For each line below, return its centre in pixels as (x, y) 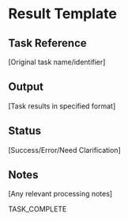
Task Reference (47, 43)
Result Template (62, 14)
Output (26, 87)
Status (25, 131)
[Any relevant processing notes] (60, 194)
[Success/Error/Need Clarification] (64, 150)
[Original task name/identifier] (57, 62)
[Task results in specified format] (62, 106)
